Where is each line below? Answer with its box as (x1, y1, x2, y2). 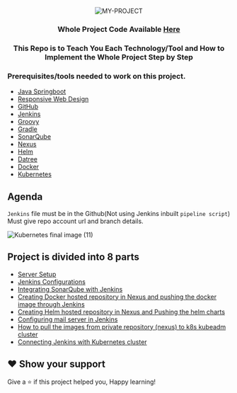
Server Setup (17, 270, 57, 278)
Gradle (17, 125, 37, 134)
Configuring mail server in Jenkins (17, 315, 118, 324)
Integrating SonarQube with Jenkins (17, 285, 123, 293)
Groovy (17, 118, 40, 126)
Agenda (7, 190, 43, 203)
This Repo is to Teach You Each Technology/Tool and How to (13, 43, 225, 53)
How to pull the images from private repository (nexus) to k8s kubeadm (17, 322, 226, 331)
